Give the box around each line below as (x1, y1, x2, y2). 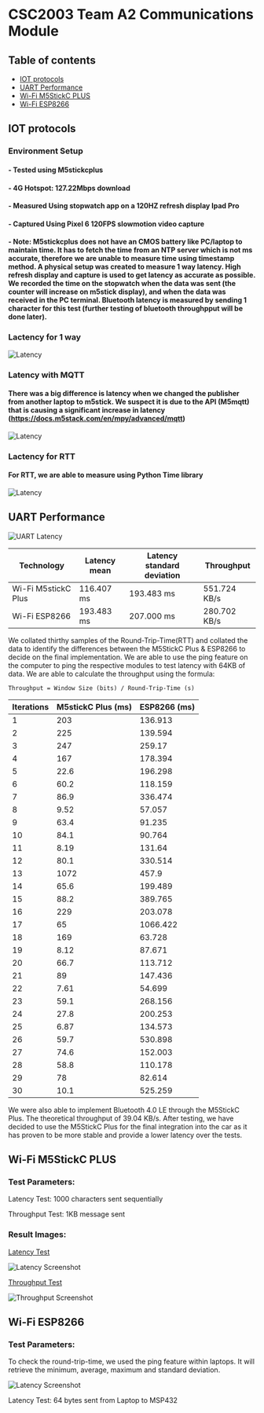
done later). (8, 312, 47, 321)
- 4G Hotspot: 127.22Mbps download (8, 183, 131, 193)
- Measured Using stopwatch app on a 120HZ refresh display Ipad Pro (8, 201, 240, 211)
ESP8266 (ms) (139, 701, 195, 712)
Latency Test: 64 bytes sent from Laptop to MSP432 (8, 1396, 178, 1405)
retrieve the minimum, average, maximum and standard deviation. (8, 1365, 221, 1374)
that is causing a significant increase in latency (8, 406, 166, 415)
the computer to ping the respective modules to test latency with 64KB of (8, 660, 246, 670)
